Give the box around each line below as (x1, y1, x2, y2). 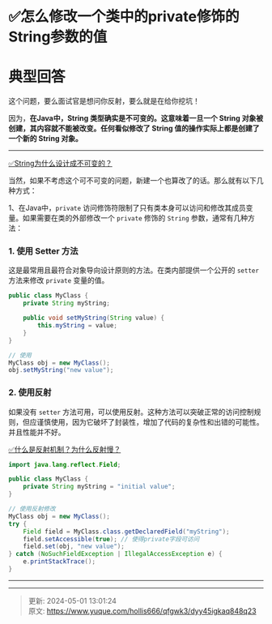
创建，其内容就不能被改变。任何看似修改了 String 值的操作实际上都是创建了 (8, 123, 261, 134)
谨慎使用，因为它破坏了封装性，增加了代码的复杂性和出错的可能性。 (36, 417, 264, 426)
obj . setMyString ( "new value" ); (8, 366, 114, 374)
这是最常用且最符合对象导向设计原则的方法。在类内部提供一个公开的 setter (8, 265, 259, 276)
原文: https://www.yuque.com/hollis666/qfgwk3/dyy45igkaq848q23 (28, 605, 257, 616)
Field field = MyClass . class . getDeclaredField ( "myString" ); (23, 528, 230, 536)
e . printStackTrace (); (23, 558, 96, 566)
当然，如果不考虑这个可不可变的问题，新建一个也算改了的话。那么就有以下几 (8, 176, 264, 186)
